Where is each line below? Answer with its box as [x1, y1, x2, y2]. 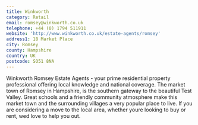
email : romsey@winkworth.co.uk [6, 20, 84, 25]
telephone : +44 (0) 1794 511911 [6, 25, 86, 31]
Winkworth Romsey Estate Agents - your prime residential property [6, 75, 171, 82]
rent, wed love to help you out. [6, 112, 81, 119]
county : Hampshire [6, 47, 52, 53]
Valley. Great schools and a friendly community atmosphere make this [6, 93, 178, 101]
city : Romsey [6, 42, 39, 48]
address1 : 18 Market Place [6, 36, 73, 42]
